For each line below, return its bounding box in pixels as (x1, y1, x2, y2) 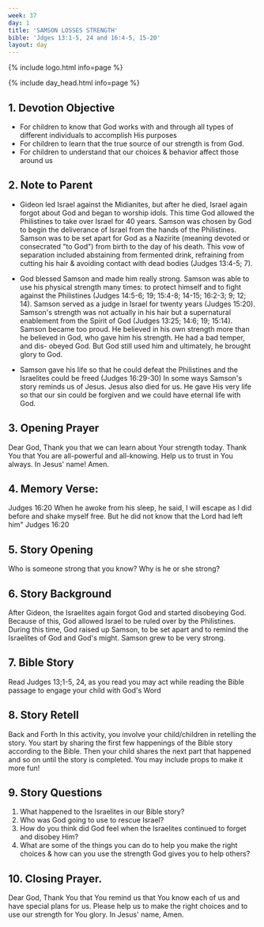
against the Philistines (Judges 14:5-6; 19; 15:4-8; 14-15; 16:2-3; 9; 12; (19, 291, 247, 300)
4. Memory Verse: (8, 482, 99, 496)
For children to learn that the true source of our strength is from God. (19, 139, 244, 148)
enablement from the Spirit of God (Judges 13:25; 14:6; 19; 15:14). (19, 316, 233, 325)
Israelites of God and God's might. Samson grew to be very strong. (8, 633, 226, 642)
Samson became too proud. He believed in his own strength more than (19, 324, 251, 333)
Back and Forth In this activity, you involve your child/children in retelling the (8, 729, 257, 739)
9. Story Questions (8, 786, 103, 800)
